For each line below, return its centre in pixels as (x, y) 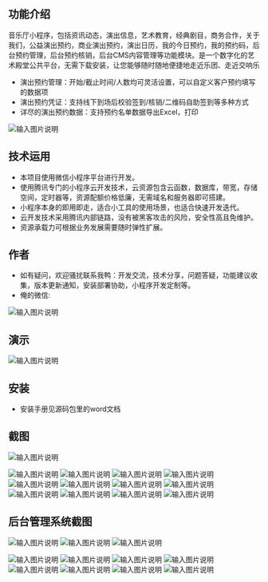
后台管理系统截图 (50, 522)
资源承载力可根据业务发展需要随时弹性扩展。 (93, 227)
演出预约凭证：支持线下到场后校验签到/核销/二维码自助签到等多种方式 (134, 101)
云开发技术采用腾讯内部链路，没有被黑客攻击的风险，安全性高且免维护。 (138, 217)
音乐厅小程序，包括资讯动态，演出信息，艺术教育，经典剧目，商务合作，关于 (134, 35)
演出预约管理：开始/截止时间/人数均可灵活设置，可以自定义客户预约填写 (138, 81)
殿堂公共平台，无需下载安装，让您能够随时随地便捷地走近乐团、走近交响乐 (137, 65)
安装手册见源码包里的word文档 (70, 409)
